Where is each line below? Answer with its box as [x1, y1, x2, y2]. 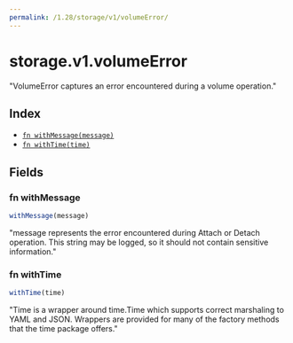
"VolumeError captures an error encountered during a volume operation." [9, 81, 277, 91]
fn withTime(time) [21, 141, 91, 150]
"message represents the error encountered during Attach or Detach [9, 227, 260, 238]
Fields [9, 165, 44, 180]
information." [9, 246, 57, 257]
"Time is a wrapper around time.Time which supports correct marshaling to [9, 305, 284, 316]
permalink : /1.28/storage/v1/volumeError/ [9, 12, 169, 22]
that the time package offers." [9, 324, 118, 334]
